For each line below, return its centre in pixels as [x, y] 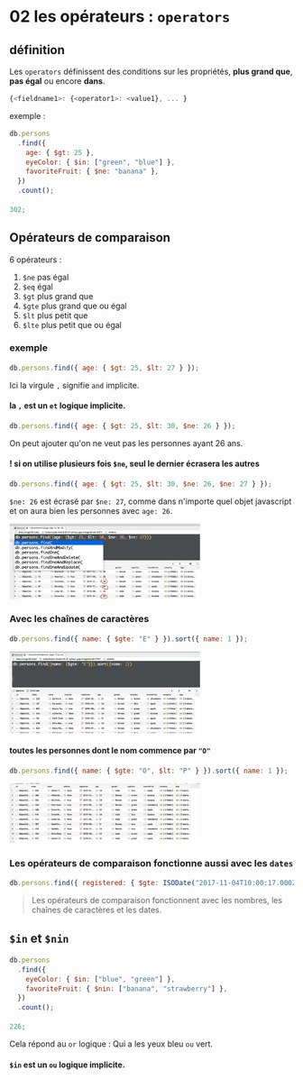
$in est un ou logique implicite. [68, 1065]
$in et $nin [39, 938]
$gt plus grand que [58, 296]
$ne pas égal [46, 277]
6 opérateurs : [36, 260]
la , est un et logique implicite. [68, 406]
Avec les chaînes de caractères [79, 619]
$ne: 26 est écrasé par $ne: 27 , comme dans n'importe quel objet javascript [151, 501]
